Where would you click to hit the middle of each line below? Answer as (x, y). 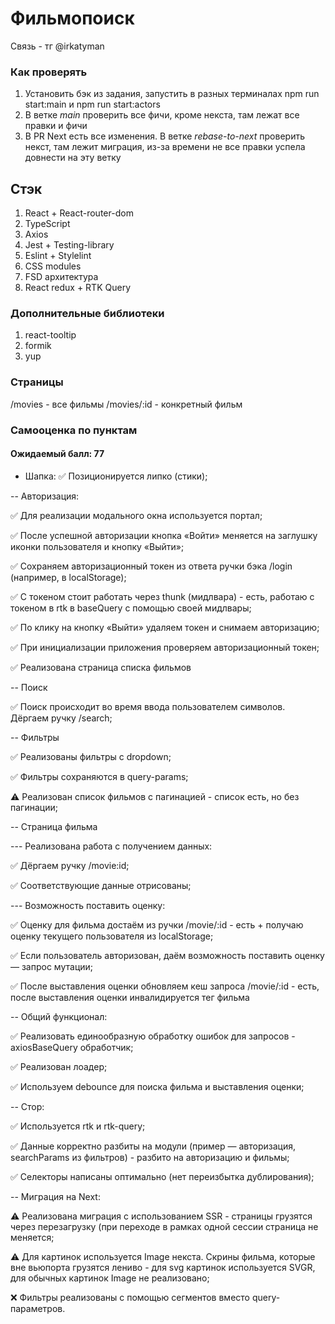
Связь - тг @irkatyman (57, 46)
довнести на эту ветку (73, 158)
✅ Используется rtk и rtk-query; (78, 1126)
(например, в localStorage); (68, 577)
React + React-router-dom (79, 213)
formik (38, 346)
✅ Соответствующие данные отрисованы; (101, 885)
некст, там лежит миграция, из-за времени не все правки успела (165, 147)
